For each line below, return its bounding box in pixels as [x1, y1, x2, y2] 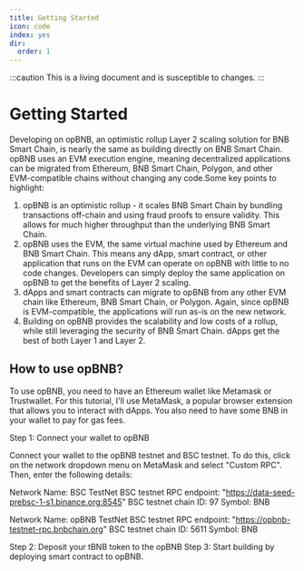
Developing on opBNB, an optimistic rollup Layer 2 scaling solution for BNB [9, 134, 289, 145]
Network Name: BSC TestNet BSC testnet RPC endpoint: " [9, 486, 227, 497]
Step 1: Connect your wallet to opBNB [9, 432, 150, 443]
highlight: [9, 183, 44, 194]
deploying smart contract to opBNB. [9, 551, 143, 562]
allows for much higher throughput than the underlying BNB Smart [22, 219, 270, 230]
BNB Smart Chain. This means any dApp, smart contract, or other [22, 248, 268, 259]
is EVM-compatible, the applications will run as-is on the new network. [22, 306, 288, 317]
